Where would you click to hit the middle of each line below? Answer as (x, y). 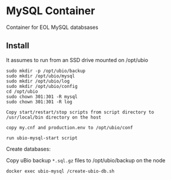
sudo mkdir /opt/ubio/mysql (41, 76)
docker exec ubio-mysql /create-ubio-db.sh (60, 171)
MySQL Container (51, 11)
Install (18, 46)
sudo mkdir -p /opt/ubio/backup (46, 71)
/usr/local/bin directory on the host (54, 117)
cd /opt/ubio (22, 91)
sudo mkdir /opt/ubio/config (42, 86)
